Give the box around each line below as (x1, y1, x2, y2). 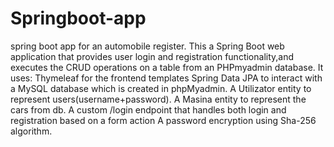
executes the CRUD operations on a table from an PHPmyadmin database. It (10, 61, 324, 73)
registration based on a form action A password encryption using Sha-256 (10, 114, 317, 126)
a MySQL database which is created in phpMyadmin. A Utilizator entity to (10, 82, 312, 94)
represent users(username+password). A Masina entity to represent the (10, 93, 307, 105)
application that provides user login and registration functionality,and (10, 50, 295, 62)
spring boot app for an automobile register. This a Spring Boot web (10, 40, 285, 52)
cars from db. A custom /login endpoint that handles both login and (10, 103, 287, 116)
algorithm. (10, 125, 53, 137)
